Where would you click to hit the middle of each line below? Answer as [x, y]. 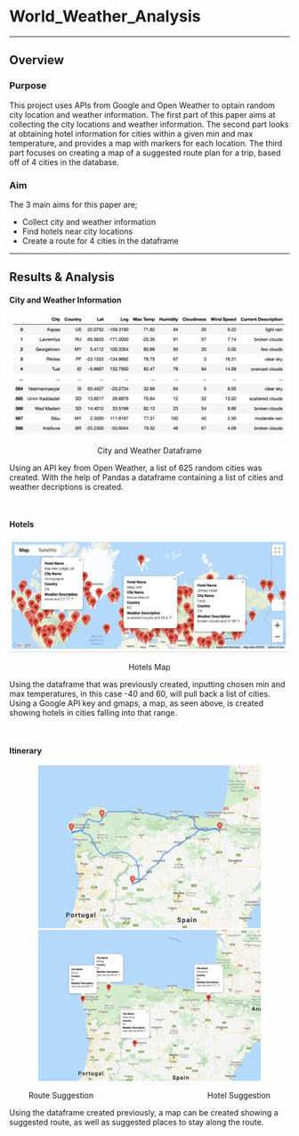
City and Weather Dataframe [149, 450]
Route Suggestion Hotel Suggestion [149, 1096]
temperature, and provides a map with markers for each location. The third [146, 143]
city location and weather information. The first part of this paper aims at [142, 114]
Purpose [28, 86]
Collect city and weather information [89, 221]
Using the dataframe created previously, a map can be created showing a [144, 1113]
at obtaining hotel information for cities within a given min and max [131, 133]
